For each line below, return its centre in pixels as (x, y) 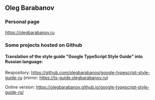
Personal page (22, 22)
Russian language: (24, 62)
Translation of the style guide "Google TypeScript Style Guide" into (74, 57)
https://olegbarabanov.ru (30, 32)
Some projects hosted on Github (44, 45)
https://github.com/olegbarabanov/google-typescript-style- (91, 72)
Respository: (18, 72)
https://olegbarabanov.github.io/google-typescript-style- (93, 87)
